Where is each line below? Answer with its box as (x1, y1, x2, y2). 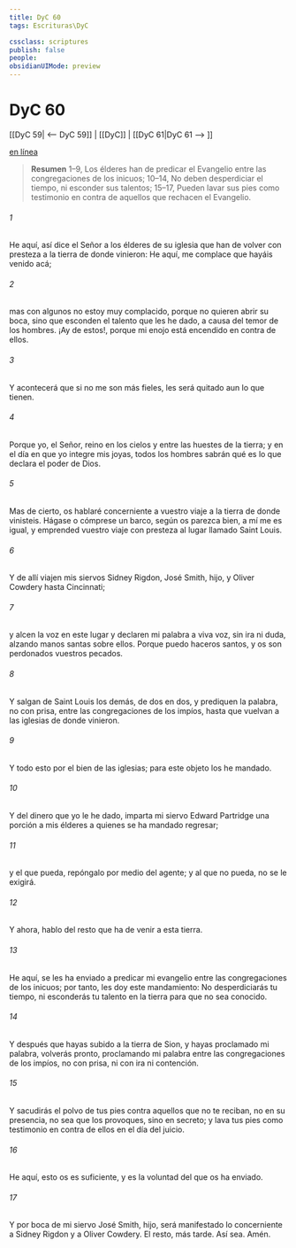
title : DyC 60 (9, 12, 62, 22)
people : (9, 54, 38, 63)
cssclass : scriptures (9, 37, 89, 46)
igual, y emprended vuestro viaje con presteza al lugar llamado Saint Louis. (9, 524, 283, 535)
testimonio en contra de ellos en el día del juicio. (9, 1124, 186, 1135)
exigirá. (9, 877, 37, 888)
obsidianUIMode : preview (9, 62, 101, 71)
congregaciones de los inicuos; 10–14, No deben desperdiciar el (30, 173, 263, 183)
